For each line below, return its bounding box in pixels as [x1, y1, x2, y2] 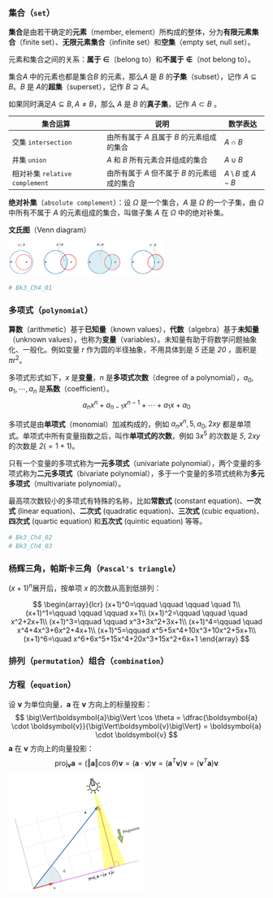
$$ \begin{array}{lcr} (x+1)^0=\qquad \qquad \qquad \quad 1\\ [32, 599, 241, 609]
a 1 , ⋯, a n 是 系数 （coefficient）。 [8, 384, 114, 395]
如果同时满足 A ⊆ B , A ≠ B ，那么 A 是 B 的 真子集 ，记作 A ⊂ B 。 [8, 99, 222, 109]
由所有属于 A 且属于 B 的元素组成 [106, 132, 217, 142]
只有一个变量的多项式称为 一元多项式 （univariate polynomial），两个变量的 [8, 458, 254, 468]
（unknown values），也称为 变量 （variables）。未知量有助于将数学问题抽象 [8, 335, 258, 344]
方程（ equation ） [8, 680, 76, 691]
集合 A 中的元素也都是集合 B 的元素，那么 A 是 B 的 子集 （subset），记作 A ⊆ [8, 71, 258, 82]
